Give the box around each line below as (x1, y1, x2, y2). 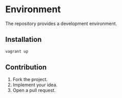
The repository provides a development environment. (5, 20, 117, 27)
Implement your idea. (12, 82, 58, 88)
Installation (5, 35, 42, 44)
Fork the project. (12, 77, 48, 83)
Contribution (5, 63, 47, 72)
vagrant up (5, 48, 29, 54)
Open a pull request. (12, 87, 56, 93)
